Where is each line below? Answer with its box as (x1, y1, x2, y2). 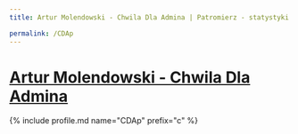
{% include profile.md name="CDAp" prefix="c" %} (9, 115, 199, 126)
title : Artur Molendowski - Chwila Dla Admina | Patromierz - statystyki (9, 12, 290, 22)
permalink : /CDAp (9, 28, 74, 38)
